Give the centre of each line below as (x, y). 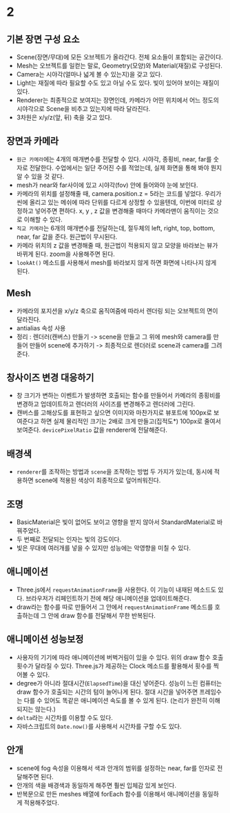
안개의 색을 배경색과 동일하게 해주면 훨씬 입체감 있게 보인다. (96, 785)
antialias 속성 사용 (41, 328)
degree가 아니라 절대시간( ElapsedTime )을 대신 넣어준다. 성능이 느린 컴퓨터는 (119, 683)
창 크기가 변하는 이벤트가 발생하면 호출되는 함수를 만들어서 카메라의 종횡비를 (118, 395)
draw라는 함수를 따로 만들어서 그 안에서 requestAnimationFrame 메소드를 (115, 607)
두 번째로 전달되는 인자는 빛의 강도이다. (69, 539)
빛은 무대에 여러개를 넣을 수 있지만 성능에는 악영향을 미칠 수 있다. (103, 548)
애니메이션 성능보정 (45, 640)
